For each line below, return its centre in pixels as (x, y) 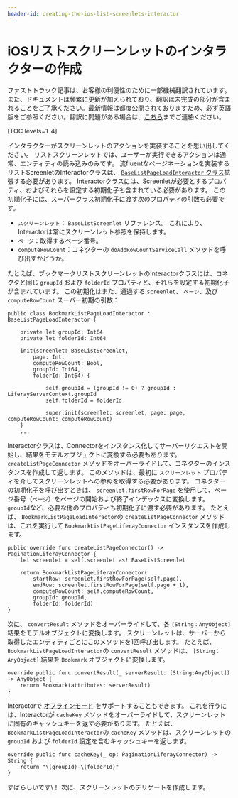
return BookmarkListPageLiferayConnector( (84, 572)
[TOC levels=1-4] (32, 131)
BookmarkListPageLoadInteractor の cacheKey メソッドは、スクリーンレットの (119, 732)
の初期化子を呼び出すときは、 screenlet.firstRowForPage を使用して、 (111, 490)
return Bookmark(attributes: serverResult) (86, 685)
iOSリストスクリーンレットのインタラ (117, 51)
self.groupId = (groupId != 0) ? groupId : (110, 388)
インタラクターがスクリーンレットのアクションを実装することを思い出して (116, 146)
